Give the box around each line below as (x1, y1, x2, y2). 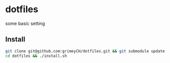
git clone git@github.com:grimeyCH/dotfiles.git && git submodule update (5, 48, 165, 54)
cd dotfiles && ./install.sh (5, 53, 67, 58)
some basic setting (5, 20, 45, 26)
